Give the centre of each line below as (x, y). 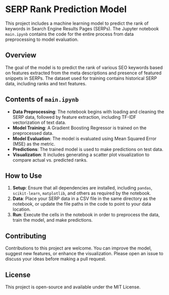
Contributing (26, 236)
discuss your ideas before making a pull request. (56, 259)
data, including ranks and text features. (46, 83)
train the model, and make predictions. (52, 220)
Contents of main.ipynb (42, 100)
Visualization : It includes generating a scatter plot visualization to (81, 155)
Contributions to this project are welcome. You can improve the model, (79, 248)
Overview (21, 55)
